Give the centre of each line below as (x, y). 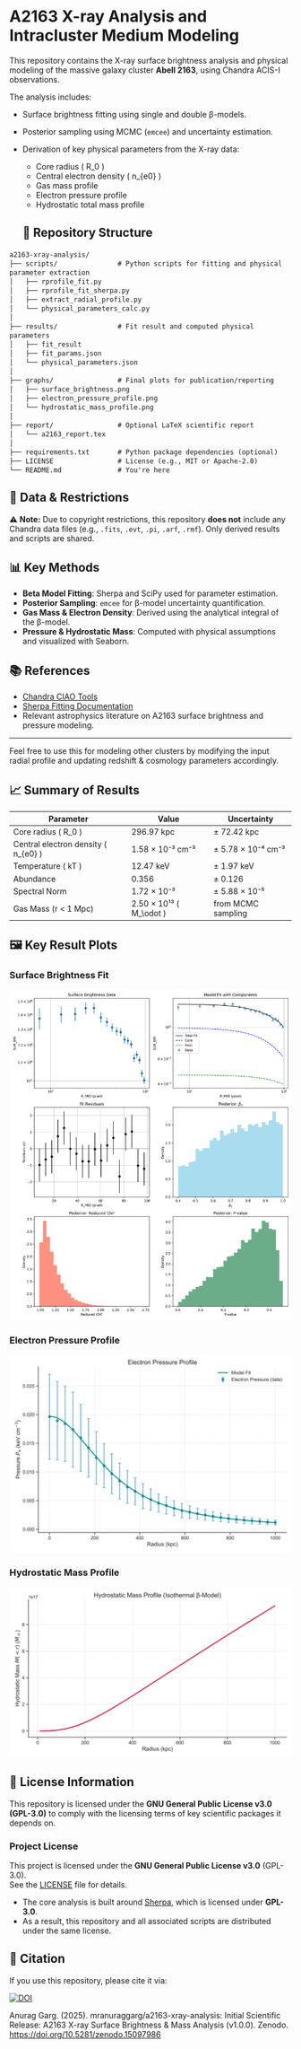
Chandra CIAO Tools (60, 696)
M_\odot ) (149, 913)
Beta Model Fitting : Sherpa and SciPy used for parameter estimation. (150, 593)
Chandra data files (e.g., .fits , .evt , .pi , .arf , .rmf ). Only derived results (145, 529)
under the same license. (67, 1931)
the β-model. (46, 622)
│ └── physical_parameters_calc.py (80, 308)
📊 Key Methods (55, 567)
